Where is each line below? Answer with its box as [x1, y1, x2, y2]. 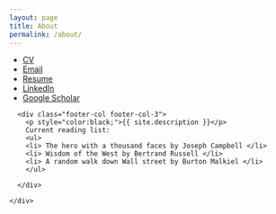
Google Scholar [22, 93, 81, 103]
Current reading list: [25, 126, 111, 135]
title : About [9, 22, 58, 31]
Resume [22, 74, 53, 85]
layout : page [9, 13, 58, 22]
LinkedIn [22, 83, 55, 94]
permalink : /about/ [9, 30, 83, 39]
